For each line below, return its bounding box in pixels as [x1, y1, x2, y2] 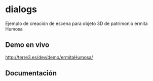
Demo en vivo [5, 41, 50, 49]
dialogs [5, 4, 37, 15]
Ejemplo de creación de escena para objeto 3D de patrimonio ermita [5, 20, 148, 26]
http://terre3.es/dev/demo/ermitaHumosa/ [5, 54, 93, 60]
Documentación [5, 69, 57, 77]
